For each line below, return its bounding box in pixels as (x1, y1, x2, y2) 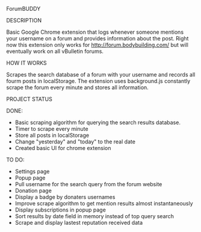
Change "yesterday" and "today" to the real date (14, 138, 135, 145)
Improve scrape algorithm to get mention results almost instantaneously (14, 200, 194, 207)
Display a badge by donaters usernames (14, 193, 116, 201)
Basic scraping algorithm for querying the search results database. (14, 119, 181, 126)
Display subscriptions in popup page (14, 206, 107, 213)
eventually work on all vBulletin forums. (6, 48, 104, 55)
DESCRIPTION (6, 17, 42, 24)
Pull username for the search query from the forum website (14, 181, 162, 187)
